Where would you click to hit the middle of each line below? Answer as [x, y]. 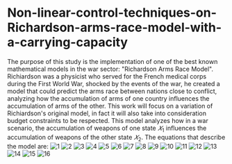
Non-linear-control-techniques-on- [112, 13]
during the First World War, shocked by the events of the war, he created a [114, 83]
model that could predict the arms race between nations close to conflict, [112, 91]
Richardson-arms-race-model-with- [115, 27]
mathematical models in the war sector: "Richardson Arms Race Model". [110, 69]
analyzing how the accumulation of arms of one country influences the [108, 98]
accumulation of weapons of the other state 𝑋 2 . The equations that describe [116, 138]
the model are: [28, 146]
